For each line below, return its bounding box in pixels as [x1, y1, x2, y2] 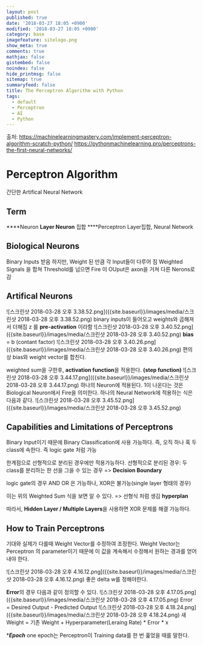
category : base [6, 31, 45, 38]
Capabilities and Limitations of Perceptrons [6, 422, 173, 432]
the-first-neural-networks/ [6, 147, 73, 154]
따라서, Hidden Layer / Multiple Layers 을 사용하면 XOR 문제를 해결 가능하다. [6, 505, 191, 512]
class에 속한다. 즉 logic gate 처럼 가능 [6, 446, 97, 454]
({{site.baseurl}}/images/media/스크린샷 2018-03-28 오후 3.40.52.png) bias [6, 331, 194, 338]
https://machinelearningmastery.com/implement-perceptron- [19, 133, 172, 141]
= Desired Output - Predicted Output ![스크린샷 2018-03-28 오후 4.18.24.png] [6, 604, 197, 611]
